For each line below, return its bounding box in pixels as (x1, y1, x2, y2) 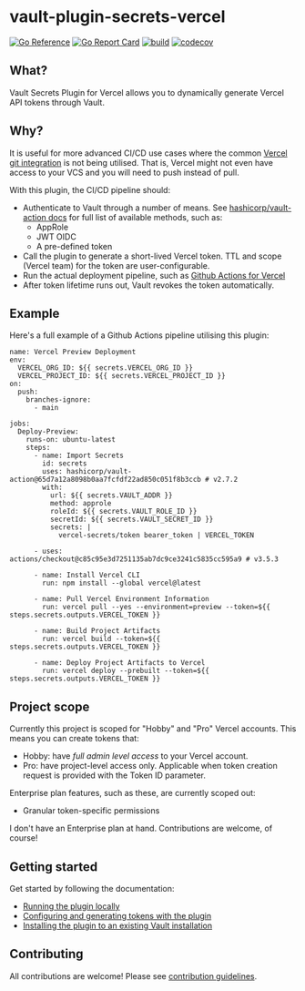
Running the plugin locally (22, 901, 120, 912)
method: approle (49, 499, 112, 508)
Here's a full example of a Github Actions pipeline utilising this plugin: (9, 330, 269, 341)
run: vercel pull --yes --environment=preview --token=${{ (42, 603, 271, 612)
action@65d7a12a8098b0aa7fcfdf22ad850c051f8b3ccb (9, 475, 202, 485)
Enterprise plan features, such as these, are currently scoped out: (9, 788, 257, 799)
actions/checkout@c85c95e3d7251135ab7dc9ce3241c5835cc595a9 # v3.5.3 (9, 555, 280, 564)
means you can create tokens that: (9, 733, 139, 744)
